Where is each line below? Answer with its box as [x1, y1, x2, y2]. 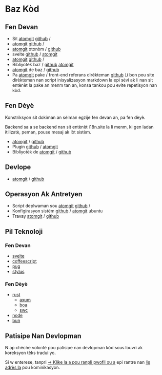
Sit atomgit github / [12, 36, 51, 41]
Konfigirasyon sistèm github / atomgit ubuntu [12, 208, 103, 214]
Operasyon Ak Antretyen [5, 190, 83, 198]
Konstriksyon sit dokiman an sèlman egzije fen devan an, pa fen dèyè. [5, 114, 145, 120]
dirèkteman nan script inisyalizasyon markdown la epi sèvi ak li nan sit [12, 77, 153, 83]
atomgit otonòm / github [12, 46, 61, 52]
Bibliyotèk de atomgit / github [12, 149, 72, 154]
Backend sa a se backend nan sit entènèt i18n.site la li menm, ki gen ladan [5, 124, 154, 130]
